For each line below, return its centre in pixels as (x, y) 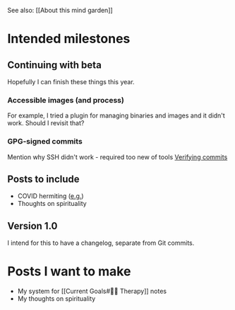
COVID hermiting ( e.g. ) (50, 196)
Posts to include (43, 179)
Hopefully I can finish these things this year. (71, 82)
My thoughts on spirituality (56, 299)
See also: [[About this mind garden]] (60, 10)
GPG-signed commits (45, 142)
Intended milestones (69, 39)
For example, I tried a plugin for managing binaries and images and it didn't (116, 115)
